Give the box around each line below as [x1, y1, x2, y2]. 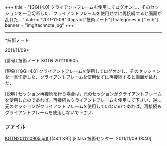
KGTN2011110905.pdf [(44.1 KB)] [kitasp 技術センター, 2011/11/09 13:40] [5, 136, 152, 142]
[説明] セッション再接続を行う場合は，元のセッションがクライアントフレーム [5, 91, 162, 97]
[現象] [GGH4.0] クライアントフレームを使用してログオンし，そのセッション [5, 68, 161, 73]
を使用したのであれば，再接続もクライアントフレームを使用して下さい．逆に [5, 97, 162, 103]
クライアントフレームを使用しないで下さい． [5, 110, 96, 115]
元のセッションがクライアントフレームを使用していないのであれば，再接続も [5, 103, 162, 109]
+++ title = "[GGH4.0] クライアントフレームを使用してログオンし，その [5, 4, 151, 10]
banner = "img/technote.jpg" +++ [5, 22, 74, 28]
